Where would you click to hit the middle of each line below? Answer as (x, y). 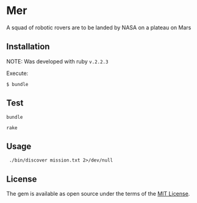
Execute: (17, 73)
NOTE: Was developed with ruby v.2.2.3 (57, 61)
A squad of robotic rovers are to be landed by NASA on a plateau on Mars (99, 27)
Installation (28, 47)
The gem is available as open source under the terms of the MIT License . (98, 194)
